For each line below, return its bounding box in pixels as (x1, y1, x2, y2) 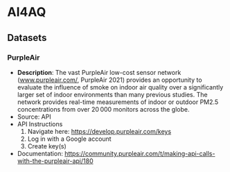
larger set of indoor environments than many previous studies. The (17, 90, 208, 98)
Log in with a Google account (27, 135, 112, 143)
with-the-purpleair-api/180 (17, 157, 94, 165)
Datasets (7, 32, 47, 44)
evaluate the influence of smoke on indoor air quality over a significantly (17, 83, 224, 91)
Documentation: (17, 149, 64, 157)
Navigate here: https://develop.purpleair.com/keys (27, 127, 172, 135)
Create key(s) (27, 141, 67, 150)
